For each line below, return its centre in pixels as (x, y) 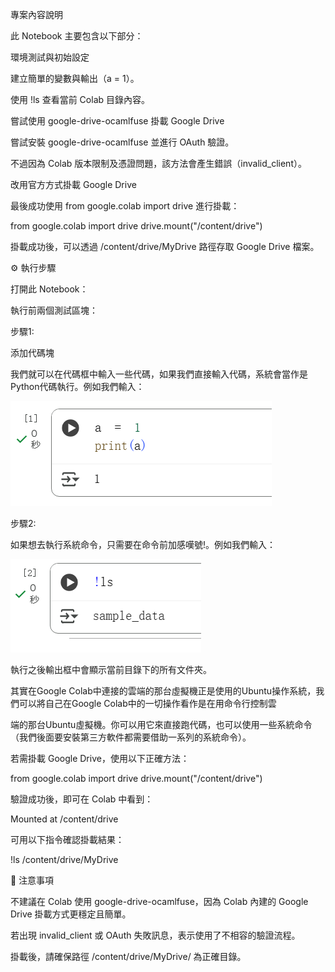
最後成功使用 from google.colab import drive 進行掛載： (125, 206)
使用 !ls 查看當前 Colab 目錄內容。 (80, 99)
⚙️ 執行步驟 (33, 267)
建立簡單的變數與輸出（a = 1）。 (75, 78)
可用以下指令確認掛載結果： (67, 839)
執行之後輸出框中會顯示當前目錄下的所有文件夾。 (111, 669)
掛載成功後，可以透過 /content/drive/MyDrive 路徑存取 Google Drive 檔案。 (165, 246)
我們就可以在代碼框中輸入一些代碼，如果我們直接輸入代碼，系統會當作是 (159, 374)
